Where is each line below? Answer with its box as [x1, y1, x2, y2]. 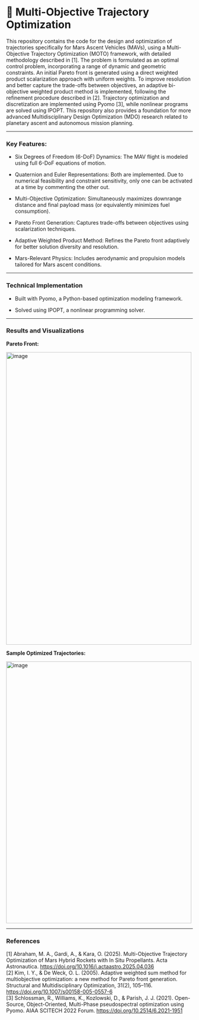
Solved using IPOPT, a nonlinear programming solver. [14, 306, 145, 314]
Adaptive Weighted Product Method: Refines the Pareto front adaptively [14, 237, 190, 244]
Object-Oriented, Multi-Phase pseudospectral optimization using [26, 1001, 185, 1008]
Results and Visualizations [6, 327, 85, 335]
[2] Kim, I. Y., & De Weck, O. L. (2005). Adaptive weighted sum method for [6, 969, 187, 977]
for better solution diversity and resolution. [14, 243, 119, 251]
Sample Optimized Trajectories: [6, 649, 86, 657]
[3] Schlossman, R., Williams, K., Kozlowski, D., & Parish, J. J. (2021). [6, 995, 174, 1002]
